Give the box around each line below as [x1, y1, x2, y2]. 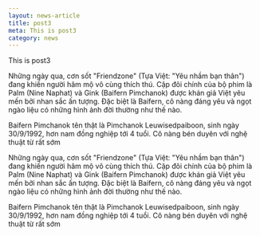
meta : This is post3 [8, 26, 77, 34]
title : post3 [8, 19, 52, 27]
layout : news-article [8, 11, 81, 20]
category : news [8, 33, 59, 42]
